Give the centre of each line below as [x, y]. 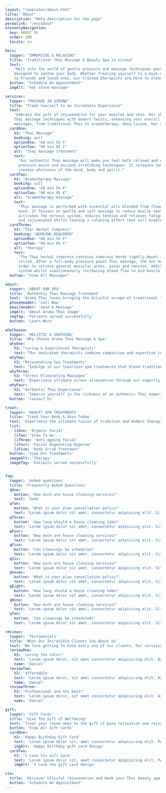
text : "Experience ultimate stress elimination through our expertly [87, 381]
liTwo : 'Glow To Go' [35, 435]
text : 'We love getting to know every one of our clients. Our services [86, 646]
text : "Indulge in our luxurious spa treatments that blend [77, 367]
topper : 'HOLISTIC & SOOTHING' [42, 335]
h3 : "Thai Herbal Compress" [43, 230]
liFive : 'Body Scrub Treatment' [47, 449]
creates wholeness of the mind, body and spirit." [71, 170]
